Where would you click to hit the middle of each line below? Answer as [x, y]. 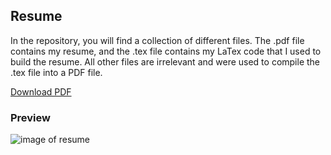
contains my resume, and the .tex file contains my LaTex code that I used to [166, 51]
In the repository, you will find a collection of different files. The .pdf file [157, 40]
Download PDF [41, 91]
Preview [30, 117]
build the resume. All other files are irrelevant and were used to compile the [165, 61]
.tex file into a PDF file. [56, 72]
